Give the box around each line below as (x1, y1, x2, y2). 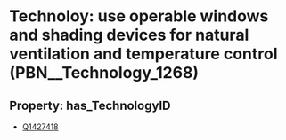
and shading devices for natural (9, 25, 249, 45)
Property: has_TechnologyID (9, 97, 171, 113)
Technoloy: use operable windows (9, 6, 269, 27)
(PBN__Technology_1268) (9, 63, 199, 83)
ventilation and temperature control (9, 44, 278, 64)
